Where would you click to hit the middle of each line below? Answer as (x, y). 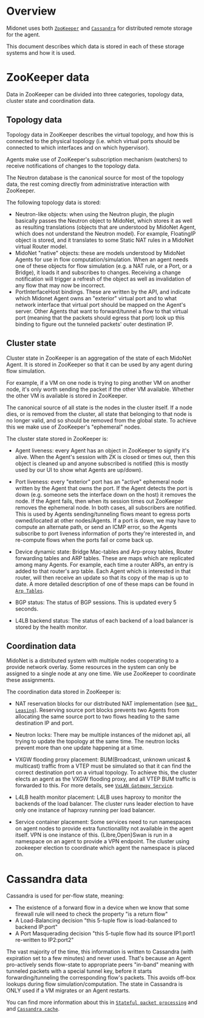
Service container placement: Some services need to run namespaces (103, 822)
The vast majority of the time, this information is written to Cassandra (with (100, 952)
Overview (31, 11)
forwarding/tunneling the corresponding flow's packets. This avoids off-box (101, 978)
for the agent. (23, 34)
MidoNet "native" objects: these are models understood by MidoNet (100, 253)
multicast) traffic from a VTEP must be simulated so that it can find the (103, 766)
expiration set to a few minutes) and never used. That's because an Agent (99, 958)
